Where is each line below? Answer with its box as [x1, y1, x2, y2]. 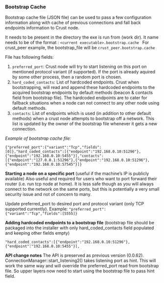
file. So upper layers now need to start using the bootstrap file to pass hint [5, 268, 155, 274]
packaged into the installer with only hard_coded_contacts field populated [5, 225, 154, 231]
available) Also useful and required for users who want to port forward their [5, 176, 157, 182]
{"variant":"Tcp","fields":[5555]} [5, 211, 78, 216]
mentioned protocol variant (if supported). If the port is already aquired [12, 69, 156, 75]
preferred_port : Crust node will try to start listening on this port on [12, 64, 147, 69]
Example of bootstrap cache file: [5, 135, 71, 141]
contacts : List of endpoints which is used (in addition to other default [12, 110, 151, 116]
